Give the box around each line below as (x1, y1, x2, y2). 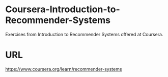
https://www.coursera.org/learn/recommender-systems (5, 66, 122, 72)
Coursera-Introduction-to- (5, 4, 121, 15)
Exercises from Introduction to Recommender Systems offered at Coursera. (5, 31, 163, 37)
